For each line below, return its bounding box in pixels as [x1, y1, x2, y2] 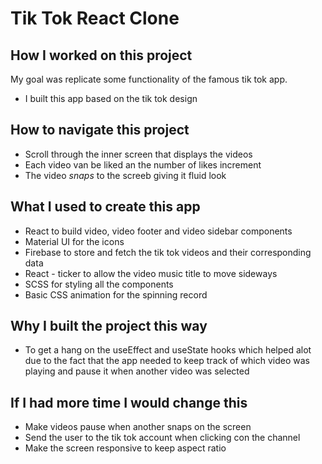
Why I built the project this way [10, 318, 208, 335]
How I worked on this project [10, 47, 193, 64]
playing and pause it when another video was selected [24, 365, 250, 377]
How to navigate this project [10, 122, 190, 139]
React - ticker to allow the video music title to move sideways [24, 267, 278, 279]
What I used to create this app [10, 198, 201, 216]
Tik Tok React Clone [10, 7, 180, 30]
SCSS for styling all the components [24, 278, 174, 290]
